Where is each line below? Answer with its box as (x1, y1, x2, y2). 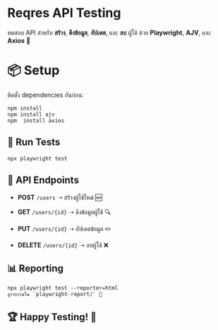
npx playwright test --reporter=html (7, 285, 119, 292)
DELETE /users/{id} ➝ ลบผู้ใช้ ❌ (17, 240, 109, 249)
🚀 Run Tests (7, 136, 61, 148)
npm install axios (7, 117, 65, 124)
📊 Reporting (7, 262, 63, 274)
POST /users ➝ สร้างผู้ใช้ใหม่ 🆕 (17, 193, 102, 201)
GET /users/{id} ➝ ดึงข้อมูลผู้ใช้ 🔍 (17, 207, 111, 216)
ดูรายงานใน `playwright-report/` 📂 (7, 291, 103, 298)
